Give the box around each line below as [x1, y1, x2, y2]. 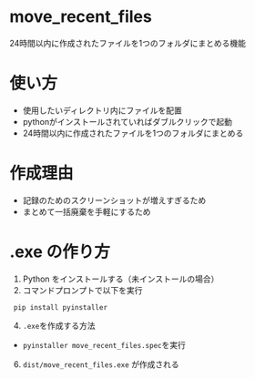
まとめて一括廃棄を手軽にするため [22, 206, 151, 217]
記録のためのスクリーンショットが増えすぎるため [22, 194, 207, 206]
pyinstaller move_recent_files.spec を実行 [22, 339, 187, 350]
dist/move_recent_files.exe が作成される [22, 358, 179, 370]
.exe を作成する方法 [22, 320, 96, 331]
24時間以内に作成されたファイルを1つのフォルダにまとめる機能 [9, 37, 247, 48]
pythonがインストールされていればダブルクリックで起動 [22, 116, 232, 127]
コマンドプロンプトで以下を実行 [22, 284, 143, 295]
